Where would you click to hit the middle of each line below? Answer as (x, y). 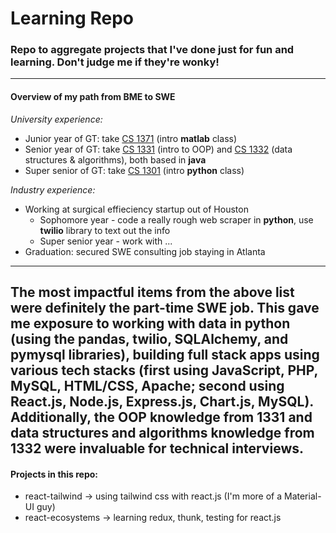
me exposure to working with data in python (150, 323)
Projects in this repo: (54, 474)
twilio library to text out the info (105, 230)
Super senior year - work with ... (106, 241)
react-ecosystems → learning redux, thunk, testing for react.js (153, 518)
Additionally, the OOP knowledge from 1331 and (161, 417)
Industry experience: (53, 189)
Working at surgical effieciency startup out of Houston (136, 209)
